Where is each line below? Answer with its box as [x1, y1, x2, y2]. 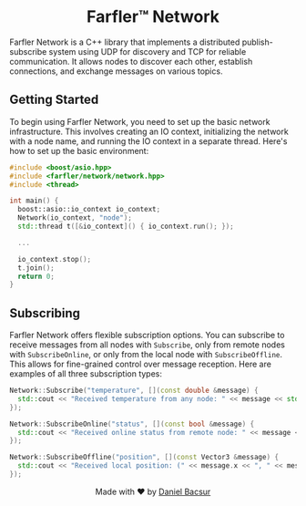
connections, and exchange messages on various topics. [9, 66, 223, 77]
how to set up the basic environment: [9, 145, 149, 156]
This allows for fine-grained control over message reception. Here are [9, 358, 271, 370]
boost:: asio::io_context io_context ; [17, 205, 161, 214]
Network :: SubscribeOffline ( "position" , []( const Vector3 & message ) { [9, 453, 280, 462]
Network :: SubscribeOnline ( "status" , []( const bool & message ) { [9, 419, 255, 429]
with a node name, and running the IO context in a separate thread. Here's [9, 135, 288, 147]
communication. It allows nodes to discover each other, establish [9, 56, 253, 67]
